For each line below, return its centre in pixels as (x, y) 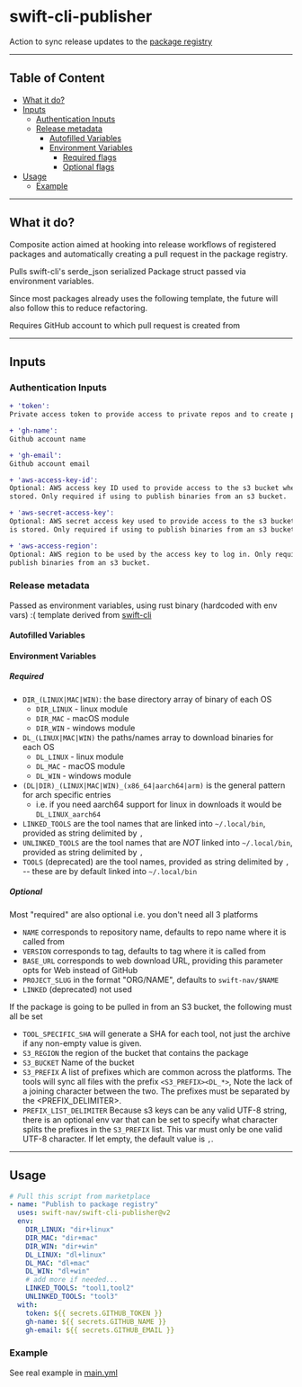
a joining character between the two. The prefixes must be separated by (156, 1091)
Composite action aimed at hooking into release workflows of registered (143, 244)
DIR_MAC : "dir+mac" (62, 1238)
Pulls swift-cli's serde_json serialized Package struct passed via (128, 271)
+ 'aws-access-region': (54, 546)
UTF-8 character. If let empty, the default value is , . (118, 1139)
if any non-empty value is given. (82, 1043)
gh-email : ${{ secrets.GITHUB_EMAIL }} (100, 1330)
